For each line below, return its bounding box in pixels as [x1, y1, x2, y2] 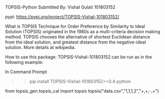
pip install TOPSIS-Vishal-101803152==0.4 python [29, 79, 131, 84]
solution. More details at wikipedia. [5, 45, 76, 50]
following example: [5, 59, 43, 65]
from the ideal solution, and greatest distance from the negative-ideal [5, 39, 146, 45]
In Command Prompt [5, 69, 47, 75]
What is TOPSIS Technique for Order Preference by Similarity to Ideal [5, 23, 145, 29]
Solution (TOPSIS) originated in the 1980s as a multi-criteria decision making [5, 29, 161, 34]
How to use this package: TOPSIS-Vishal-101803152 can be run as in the [5, 54, 152, 60]
